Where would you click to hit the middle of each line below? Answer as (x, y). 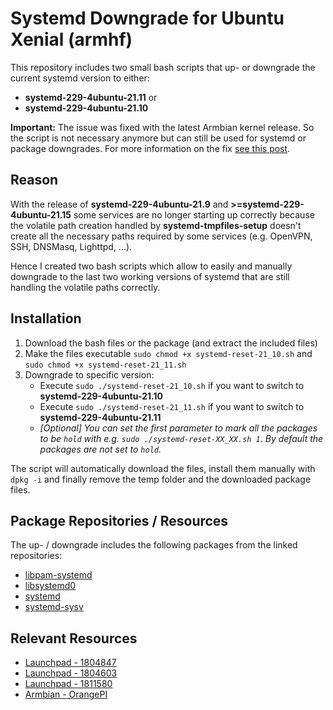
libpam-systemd (58, 575)
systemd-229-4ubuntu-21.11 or (91, 97)
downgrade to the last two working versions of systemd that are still (150, 276)
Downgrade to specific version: (89, 374)
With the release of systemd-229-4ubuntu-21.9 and (119, 204)
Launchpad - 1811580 (68, 684)
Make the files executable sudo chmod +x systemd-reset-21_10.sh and (168, 353)
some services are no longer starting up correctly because (194, 214)
